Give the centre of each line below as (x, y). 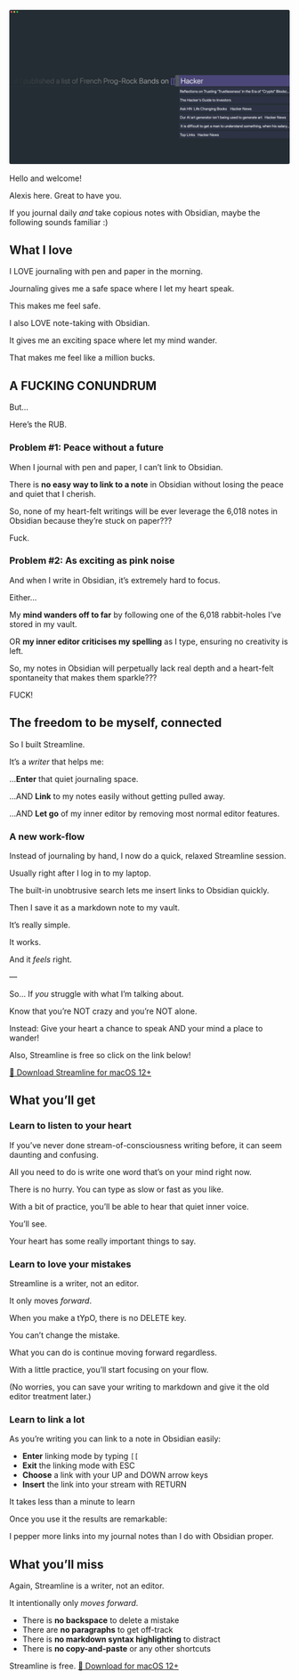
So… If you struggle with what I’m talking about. (97, 993)
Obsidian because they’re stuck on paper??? (91, 520)
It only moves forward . (50, 1301)
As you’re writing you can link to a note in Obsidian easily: (115, 1439)
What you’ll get (53, 1101)
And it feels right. (41, 959)
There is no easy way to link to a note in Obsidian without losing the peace (146, 484)
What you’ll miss (57, 1564)
